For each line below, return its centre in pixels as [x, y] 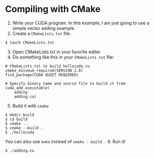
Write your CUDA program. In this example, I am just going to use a [81, 23]
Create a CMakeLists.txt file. [41, 33]
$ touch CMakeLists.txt [30, 42]
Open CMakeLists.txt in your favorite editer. [57, 52]
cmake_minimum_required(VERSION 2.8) [44, 71]
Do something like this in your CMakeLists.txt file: [63, 57]
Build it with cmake [30, 106]
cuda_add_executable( [28, 88]
